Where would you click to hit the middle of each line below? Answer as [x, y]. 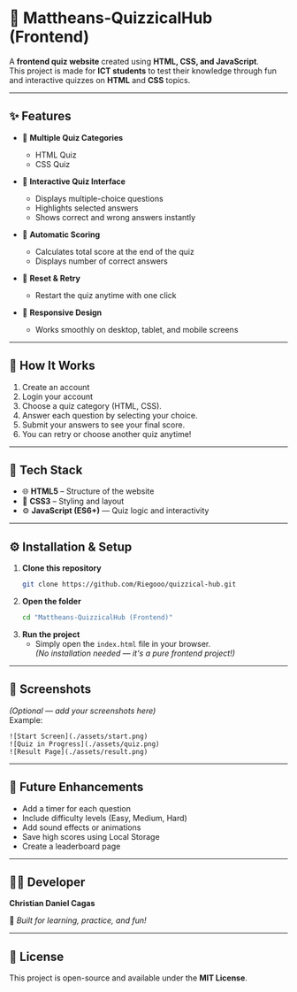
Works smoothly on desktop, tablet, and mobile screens [137, 329]
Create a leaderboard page [71, 846]
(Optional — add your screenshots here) [83, 711]
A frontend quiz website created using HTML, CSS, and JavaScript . [134, 61]
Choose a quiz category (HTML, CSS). [91, 405]
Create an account [56, 387]
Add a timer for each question [76, 808]
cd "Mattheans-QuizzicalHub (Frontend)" [97, 618]
